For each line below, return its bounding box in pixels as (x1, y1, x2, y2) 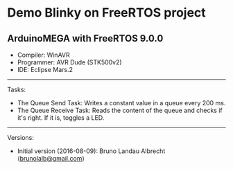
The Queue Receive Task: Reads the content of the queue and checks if (17, 106, 223, 114)
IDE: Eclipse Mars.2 (17, 66, 74, 73)
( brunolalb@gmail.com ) (17, 154, 85, 162)
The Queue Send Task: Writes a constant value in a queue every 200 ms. (17, 99, 226, 107)
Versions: (7, 134, 35, 141)
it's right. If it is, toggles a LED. (17, 114, 105, 122)
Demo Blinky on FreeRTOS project (7, 5, 206, 21)
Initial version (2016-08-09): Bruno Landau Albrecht (17, 147, 166, 155)
